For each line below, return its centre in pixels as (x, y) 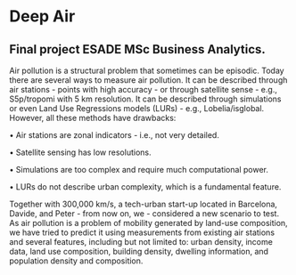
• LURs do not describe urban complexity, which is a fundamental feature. (145, 187)
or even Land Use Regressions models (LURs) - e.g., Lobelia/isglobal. (137, 108)
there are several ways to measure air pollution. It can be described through (148, 80)
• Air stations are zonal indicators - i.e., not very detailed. (115, 135)
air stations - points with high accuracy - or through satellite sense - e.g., (144, 89)
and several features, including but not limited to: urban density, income (141, 242)
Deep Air (42, 16)
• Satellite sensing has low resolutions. (80, 152)
